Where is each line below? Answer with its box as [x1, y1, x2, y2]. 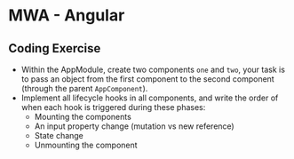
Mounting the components [34, 112, 132, 122]
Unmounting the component [34, 139, 139, 150]
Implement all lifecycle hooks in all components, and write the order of [20, 92, 279, 103]
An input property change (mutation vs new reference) [34, 121, 234, 131]
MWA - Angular [8, 5, 125, 26]
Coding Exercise [8, 41, 101, 56]
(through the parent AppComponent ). [20, 83, 148, 93]
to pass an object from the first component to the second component [20, 74, 274, 84]
